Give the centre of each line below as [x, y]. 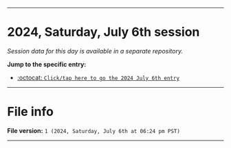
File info [30, 112]
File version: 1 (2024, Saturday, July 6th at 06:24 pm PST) [94, 130]
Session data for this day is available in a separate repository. [95, 51]
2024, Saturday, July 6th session [103, 32]
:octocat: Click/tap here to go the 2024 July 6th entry [98, 77]
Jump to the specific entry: [47, 64]
